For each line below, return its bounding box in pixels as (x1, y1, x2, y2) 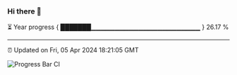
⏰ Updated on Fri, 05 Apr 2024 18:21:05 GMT (7, 46, 139, 54)
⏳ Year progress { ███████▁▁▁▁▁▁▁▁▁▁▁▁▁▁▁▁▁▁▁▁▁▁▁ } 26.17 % (7, 23, 229, 31)
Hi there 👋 (7, 6, 42, 16)
